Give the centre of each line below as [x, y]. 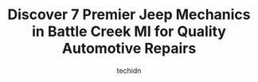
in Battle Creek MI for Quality [129, 31]
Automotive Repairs [129, 49]
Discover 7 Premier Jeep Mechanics [129, 15]
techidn [129, 70]
